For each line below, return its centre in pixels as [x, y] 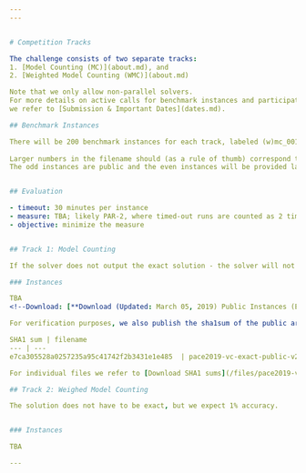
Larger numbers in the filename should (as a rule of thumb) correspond [150, 159]
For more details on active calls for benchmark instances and [132, 101]
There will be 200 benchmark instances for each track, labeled [134, 142]
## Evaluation [36, 192]
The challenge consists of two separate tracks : [103, 59]
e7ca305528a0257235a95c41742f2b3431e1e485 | [97, 357]
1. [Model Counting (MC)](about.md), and [89, 67]
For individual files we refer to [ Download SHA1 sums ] [117, 373]
